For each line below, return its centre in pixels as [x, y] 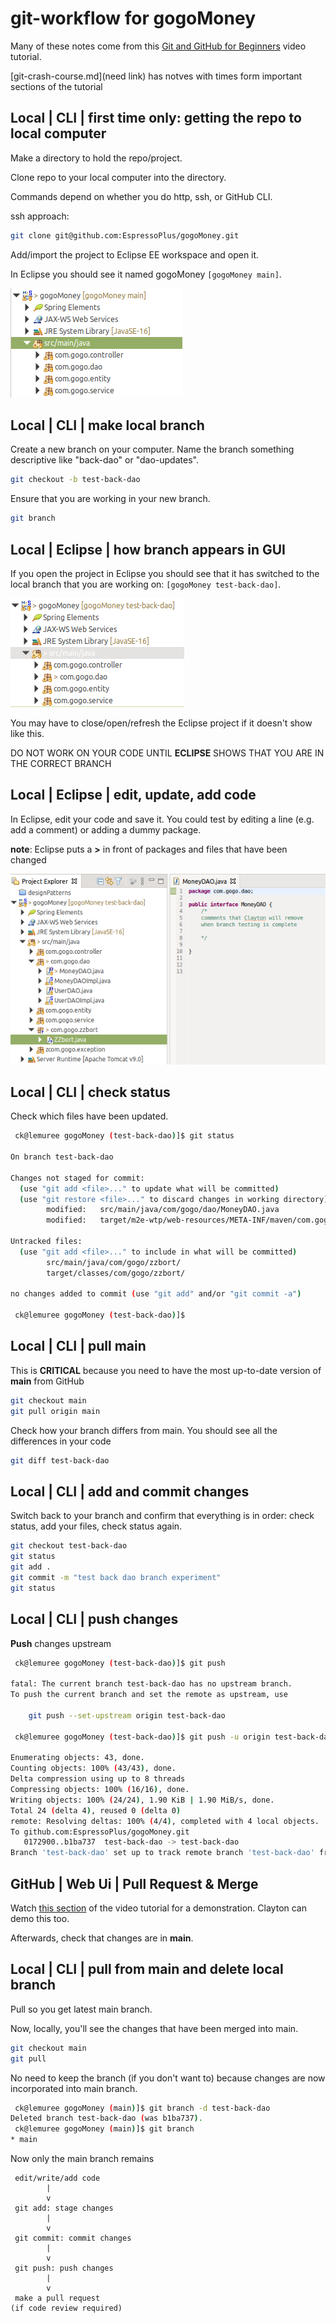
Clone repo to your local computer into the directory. [118, 177]
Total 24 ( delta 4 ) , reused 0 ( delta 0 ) [96, 1810]
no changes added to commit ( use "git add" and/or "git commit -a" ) [156, 1294]
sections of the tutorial [56, 86]
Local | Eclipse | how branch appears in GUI [148, 549]
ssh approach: [40, 216]
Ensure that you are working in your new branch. [110, 499]
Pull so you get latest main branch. [81, 2009]
